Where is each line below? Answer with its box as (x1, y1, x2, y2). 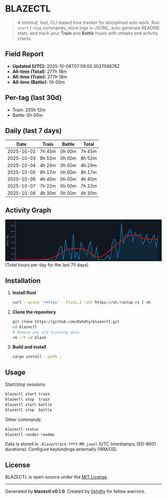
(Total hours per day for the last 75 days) (5, 262, 88, 268)
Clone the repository (12, 309, 56, 315)
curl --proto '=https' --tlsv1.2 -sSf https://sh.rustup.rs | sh (12, 300, 151, 305)
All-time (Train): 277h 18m (12, 73, 68, 80)
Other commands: (5, 416, 42, 422)
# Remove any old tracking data (12, 330, 80, 335)
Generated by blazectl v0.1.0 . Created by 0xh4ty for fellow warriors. (5, 489, 146, 495)
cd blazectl (12, 324, 37, 329)
